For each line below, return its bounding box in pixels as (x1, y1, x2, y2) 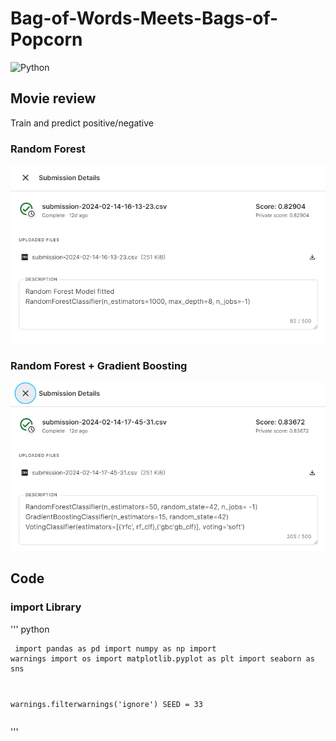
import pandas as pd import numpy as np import (14, 643, 217, 654)
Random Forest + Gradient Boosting (10, 358, 188, 372)
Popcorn (10, 28, 83, 51)
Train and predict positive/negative (10, 117, 154, 129)
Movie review (10, 90, 97, 107)
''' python (10, 623, 50, 635)
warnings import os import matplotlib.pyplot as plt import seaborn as (10, 653, 315, 664)
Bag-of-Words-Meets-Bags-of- (10, 7, 279, 30)
